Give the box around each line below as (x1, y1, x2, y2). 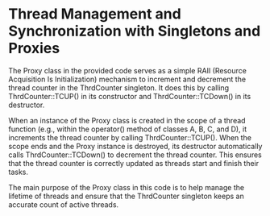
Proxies (8, 39, 60, 57)
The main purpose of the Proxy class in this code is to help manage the (8, 182, 244, 192)
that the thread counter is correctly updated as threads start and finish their (8, 158, 260, 168)
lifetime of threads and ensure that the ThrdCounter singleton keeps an (8, 191, 244, 201)
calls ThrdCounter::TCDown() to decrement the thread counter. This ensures (8, 150, 262, 160)
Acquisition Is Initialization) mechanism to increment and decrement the (8, 74, 247, 84)
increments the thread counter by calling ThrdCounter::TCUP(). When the (8, 132, 252, 142)
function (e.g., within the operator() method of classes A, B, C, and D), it (8, 124, 247, 134)
